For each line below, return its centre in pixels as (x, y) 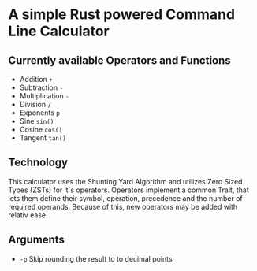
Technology (38, 163)
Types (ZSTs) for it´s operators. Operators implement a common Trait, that (129, 190)
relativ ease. (28, 215)
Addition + (36, 79)
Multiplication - (44, 96)
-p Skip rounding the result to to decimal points (96, 258)
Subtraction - (41, 87)
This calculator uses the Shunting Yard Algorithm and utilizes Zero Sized (125, 181)
